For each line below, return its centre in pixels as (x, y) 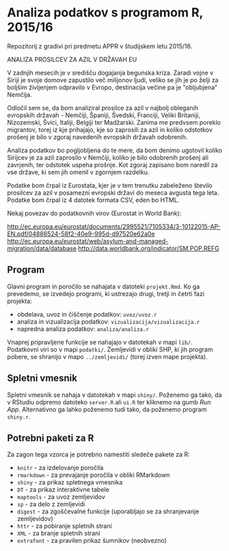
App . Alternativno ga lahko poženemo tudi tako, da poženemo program (107, 409)
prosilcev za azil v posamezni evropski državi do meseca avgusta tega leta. (113, 193)
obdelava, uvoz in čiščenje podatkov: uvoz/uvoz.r (87, 314)
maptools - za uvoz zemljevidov (61, 497)
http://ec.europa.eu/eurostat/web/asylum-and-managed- (88, 241)
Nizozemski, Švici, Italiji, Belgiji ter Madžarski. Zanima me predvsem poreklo (114, 122)
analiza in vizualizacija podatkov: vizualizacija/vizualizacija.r (108, 321)
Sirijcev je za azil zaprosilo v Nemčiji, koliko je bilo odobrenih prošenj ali (108, 157)
